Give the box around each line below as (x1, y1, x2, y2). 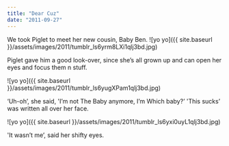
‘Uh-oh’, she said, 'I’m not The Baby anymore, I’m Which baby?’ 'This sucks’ (7, 97, 221, 105)
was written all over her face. (7, 104, 89, 112)
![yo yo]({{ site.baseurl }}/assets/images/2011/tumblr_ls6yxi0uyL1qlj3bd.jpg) (7, 117, 221, 125)
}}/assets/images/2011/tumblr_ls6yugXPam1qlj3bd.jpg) (7, 84, 161, 92)
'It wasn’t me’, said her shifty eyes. (7, 131, 105, 139)
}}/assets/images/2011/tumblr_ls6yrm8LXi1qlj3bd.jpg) (7, 42, 158, 51)
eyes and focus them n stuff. (7, 63, 87, 71)
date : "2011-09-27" (7, 16, 63, 23)
